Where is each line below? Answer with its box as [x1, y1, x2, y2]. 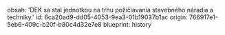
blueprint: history [103, 21, 152, 28]
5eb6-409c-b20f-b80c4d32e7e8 [7, 21, 102, 28]
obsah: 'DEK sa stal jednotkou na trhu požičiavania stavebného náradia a [7, 6, 213, 14]
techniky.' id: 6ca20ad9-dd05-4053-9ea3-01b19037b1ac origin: [7, 13, 188, 21]
